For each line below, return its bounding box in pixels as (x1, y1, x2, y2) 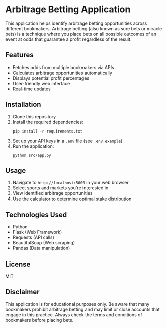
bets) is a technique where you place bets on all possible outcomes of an (5, 31, 157, 37)
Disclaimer (5, 288, 40, 296)
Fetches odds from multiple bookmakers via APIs (12, 64, 114, 70)
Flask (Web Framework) (12, 229, 62, 235)
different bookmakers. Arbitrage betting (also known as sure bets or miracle (5, 25, 162, 31)
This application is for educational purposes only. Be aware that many (5, 301, 150, 307)
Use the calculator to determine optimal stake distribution (12, 195, 132, 202)
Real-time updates (12, 86, 51, 92)
